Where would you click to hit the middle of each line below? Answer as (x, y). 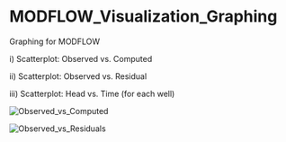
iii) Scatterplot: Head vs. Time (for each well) (92, 93)
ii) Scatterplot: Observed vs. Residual (78, 76)
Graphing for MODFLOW (55, 41)
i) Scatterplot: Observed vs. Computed (81, 58)
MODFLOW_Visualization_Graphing (143, 17)
